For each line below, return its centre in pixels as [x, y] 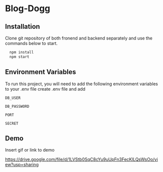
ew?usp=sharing [22, 165]
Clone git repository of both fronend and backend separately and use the [79, 38]
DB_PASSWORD [17, 106]
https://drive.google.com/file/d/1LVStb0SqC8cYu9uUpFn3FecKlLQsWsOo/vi [81, 159]
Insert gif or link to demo [30, 150]
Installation [23, 27]
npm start [19, 57]
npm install [22, 52]
